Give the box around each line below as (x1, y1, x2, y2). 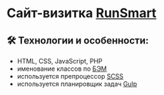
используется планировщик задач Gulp (16, 80, 138, 88)
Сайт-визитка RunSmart (6, 5, 157, 21)
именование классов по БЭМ (16, 64, 108, 73)
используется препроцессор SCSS (16, 72, 124, 80)
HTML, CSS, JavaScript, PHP (16, 57, 103, 65)
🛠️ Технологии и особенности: (6, 34, 149, 46)
